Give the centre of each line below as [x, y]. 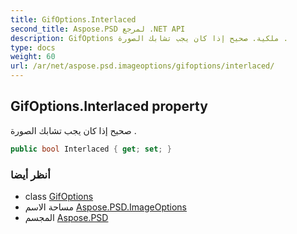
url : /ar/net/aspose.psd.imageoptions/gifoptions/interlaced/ [142, 66]
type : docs [33, 47]
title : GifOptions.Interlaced [73, 19]
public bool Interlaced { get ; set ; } [91, 149]
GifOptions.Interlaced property [109, 106]
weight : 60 [33, 57]
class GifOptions [59, 196]
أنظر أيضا [30, 174]
